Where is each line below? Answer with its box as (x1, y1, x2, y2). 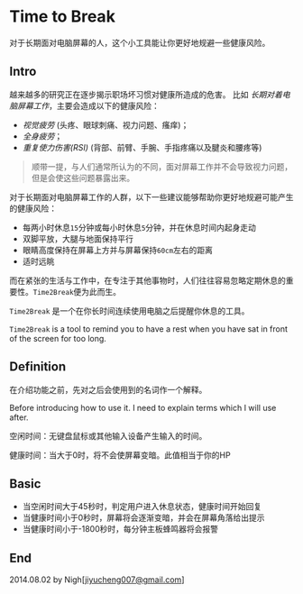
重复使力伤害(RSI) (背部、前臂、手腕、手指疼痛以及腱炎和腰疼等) (22, 142, 262, 152)
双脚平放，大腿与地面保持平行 (22, 233, 133, 244)
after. (9, 412, 29, 423)
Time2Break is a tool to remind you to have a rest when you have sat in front (9, 323, 289, 334)
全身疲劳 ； (22, 131, 63, 142)
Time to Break (9, 6, 115, 27)
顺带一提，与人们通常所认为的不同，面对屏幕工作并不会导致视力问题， (31, 160, 293, 172)
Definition (9, 359, 66, 375)
